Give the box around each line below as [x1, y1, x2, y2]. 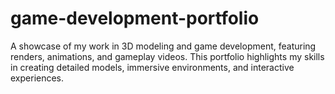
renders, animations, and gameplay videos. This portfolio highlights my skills [10, 50, 325, 62]
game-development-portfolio [10, 7, 260, 30]
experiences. [10, 72, 65, 84]
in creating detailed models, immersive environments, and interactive [10, 61, 295, 73]
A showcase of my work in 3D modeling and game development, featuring [10, 40, 317, 52]
